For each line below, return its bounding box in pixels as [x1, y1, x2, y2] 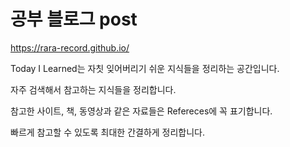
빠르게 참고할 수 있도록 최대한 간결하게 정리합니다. [10, 126, 206, 138]
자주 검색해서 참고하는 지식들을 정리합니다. [10, 83, 177, 95]
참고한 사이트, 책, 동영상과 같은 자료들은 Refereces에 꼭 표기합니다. [10, 105, 273, 117]
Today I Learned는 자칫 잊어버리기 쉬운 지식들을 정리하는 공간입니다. [10, 62, 280, 74]
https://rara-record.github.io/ [10, 41, 130, 54]
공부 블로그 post [10, 8, 138, 31]
